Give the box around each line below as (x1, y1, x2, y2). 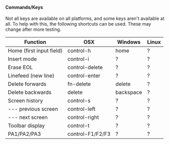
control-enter (67, 72, 101, 79)
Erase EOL (8, 64, 33, 71)
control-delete (67, 64, 103, 71)
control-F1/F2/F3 (67, 131, 111, 138)
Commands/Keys (5, 4, 44, 10)
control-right (67, 114, 99, 121)
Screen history (8, 97, 44, 105)
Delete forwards (8, 80, 47, 88)
